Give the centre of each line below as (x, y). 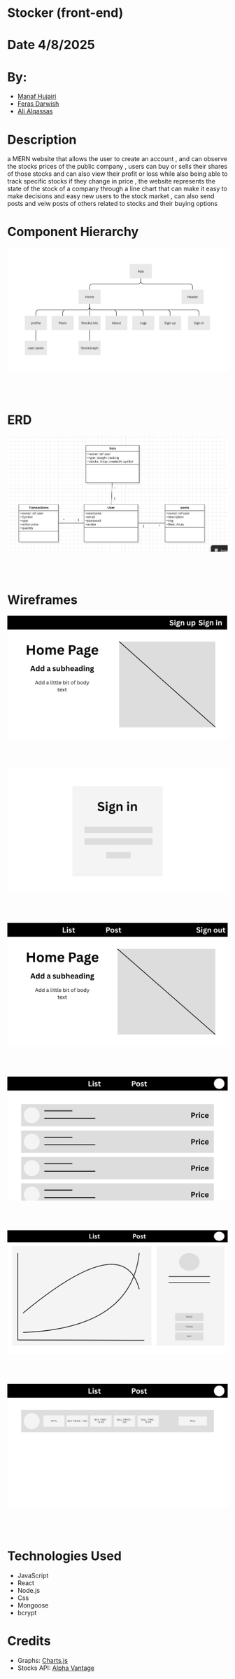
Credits (29, 1641)
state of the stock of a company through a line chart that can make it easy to (117, 189)
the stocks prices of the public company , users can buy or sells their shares (117, 167)
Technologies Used (65, 1556)
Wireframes (43, 600)
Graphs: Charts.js (43, 1660)
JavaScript (33, 1576)
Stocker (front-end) (65, 13)
